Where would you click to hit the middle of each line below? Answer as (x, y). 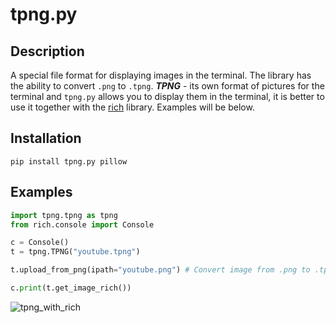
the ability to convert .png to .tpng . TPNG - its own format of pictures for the (167, 86)
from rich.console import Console (82, 224)
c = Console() (40, 243)
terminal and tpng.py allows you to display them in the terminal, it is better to (167, 96)
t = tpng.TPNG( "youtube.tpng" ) (75, 252)
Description (47, 51)
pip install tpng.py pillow (69, 161)
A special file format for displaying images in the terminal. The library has (161, 75)
